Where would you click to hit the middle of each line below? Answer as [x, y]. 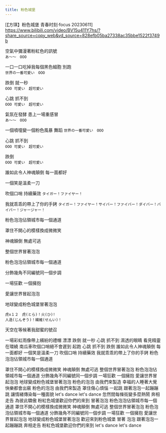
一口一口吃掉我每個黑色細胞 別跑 [38, 67]
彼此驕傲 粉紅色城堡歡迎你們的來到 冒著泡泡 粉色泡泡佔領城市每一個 [88, 400]
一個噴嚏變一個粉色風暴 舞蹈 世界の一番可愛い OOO [54, 130]
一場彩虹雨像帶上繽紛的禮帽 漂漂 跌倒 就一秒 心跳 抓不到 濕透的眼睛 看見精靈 [83, 340]
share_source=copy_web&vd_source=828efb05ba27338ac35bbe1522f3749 [83, 35]
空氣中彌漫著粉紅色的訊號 [31, 51]
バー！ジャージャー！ [27, 210]
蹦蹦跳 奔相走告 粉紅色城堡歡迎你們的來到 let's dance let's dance [75, 425]
